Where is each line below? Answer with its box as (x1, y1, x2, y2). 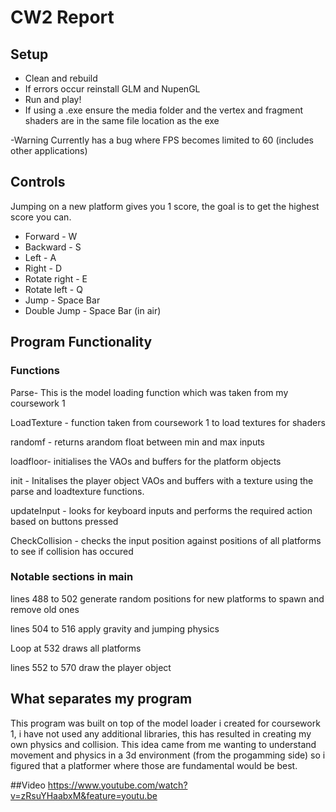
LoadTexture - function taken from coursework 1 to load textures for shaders (10, 416, 326, 428)
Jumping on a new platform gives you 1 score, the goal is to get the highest (10, 200, 320, 212)
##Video (10, 779, 46, 791)
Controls (10, 174, 66, 191)
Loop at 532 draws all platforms (10, 642, 142, 654)
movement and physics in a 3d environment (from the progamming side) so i (10, 749, 326, 761)
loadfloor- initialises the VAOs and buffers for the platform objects (10, 455, 282, 467)
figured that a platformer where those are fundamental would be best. (10, 759, 298, 771)
